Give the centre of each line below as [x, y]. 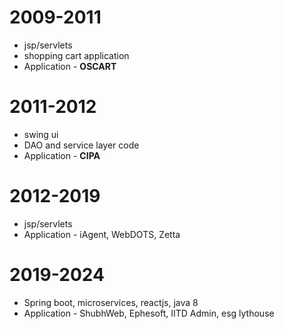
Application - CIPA [62, 155]
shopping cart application [76, 55]
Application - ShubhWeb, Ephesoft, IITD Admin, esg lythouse [149, 313]
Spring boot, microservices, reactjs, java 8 [111, 302]
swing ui [41, 134]
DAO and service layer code [81, 145]
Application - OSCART [70, 66]
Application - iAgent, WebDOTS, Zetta [102, 234]
